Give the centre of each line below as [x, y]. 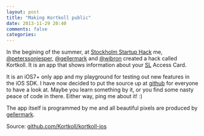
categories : [21, 35]
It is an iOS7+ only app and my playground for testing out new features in [98, 77]
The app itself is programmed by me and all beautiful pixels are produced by [102, 108]
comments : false [27, 29]
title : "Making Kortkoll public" [49, 18]
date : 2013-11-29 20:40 [37, 23]
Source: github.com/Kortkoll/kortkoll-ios [57, 126]
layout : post [23, 12]
